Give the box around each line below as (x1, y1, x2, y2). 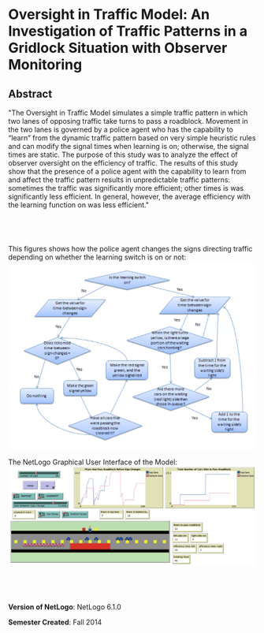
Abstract (8, 87, 53, 100)
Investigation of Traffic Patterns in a (8, 22, 248, 40)
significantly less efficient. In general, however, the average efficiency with (8, 192, 251, 201)
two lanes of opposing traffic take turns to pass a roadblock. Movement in (8, 117, 248, 125)
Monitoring (8, 56, 83, 74)
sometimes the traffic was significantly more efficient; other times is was (8, 184, 244, 192)
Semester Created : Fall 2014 (8, 617, 102, 627)
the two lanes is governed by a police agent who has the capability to (8, 125, 234, 134)
